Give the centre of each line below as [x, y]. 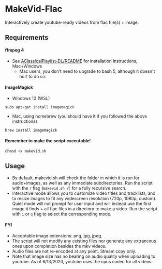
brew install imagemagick [31, 130]
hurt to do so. [33, 76]
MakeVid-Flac [34, 9]
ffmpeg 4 [15, 50]
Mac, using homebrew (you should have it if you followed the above [80, 116]
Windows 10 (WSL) [31, 98]
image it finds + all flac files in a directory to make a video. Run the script [85, 209]
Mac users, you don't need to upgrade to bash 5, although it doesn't [87, 71]
